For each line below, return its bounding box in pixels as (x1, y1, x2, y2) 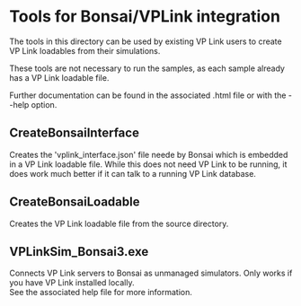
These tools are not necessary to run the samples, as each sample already (9, 63, 286, 74)
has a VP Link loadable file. (9, 72, 110, 83)
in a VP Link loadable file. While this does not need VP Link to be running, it (9, 159, 288, 170)
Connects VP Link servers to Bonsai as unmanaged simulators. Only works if (9, 267, 293, 279)
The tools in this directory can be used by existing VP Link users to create (9, 36, 282, 47)
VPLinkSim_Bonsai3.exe (9, 244, 149, 259)
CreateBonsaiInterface (9, 126, 139, 141)
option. (31, 99, 58, 109)
